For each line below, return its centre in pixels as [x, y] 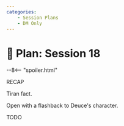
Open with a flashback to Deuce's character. [62, 106]
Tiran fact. [19, 94]
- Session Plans [38, 18]
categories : [21, 12]
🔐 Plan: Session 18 [53, 53]
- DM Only [30, 23]
